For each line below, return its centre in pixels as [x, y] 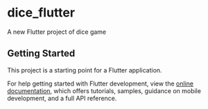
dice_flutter [41, 13]
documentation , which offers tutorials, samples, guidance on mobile [104, 90]
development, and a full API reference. [62, 98]
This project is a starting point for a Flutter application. [85, 70]
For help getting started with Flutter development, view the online [101, 83]
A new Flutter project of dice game [57, 32]
